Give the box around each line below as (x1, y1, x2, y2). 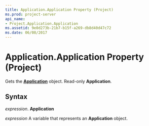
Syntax (5, 92, 28, 101)
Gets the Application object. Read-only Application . (5, 78, 112, 84)
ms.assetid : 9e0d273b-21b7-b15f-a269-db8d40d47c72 (5, 26, 112, 31)
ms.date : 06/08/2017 (5, 30, 48, 35)
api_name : (5, 16, 26, 21)
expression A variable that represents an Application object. (5, 115, 128, 121)
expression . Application (5, 106, 54, 112)
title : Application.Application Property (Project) (5, 7, 113, 12)
